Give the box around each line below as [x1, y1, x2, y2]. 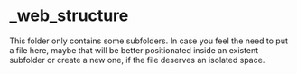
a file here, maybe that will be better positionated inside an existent [9, 44, 259, 55]
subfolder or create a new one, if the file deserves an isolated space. [9, 54, 265, 65]
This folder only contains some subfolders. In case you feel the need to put [9, 35, 289, 46]
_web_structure [9, 5, 129, 26]
